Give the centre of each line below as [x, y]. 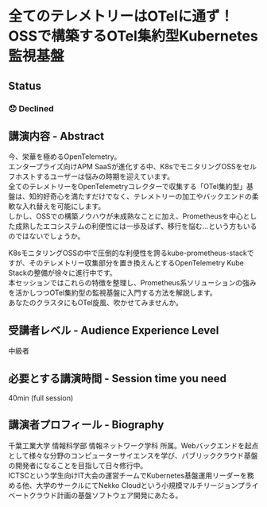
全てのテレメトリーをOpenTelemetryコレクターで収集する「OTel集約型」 [128, 187]
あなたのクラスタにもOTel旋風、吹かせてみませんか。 [95, 303]
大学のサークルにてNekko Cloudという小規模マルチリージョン [137, 485]
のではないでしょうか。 [46, 236]
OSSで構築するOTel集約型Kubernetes [133, 36]
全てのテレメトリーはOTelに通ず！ [121, 16]
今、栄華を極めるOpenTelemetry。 [65, 157]
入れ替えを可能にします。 [64, 207]
